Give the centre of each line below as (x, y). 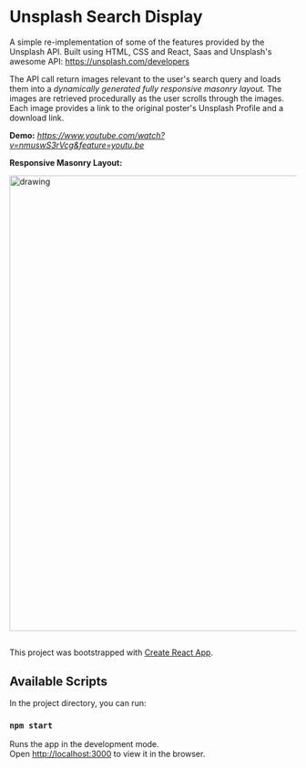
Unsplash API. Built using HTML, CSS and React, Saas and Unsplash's (141, 51)
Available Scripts (58, 681)
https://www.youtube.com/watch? (101, 135)
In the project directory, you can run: (78, 703)
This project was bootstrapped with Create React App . (112, 652)
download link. (37, 118)
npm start (31, 726)
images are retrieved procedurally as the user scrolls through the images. (147, 98)
